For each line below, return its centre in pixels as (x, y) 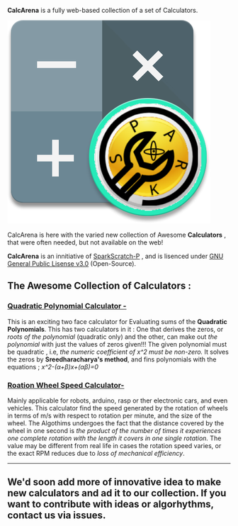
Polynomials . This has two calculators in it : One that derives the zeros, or (115, 329)
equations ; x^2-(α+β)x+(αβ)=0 (53, 366)
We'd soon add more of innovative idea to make (114, 482)
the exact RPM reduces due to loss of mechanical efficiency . (96, 453)
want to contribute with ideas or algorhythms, (110, 504)
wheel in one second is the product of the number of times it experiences (114, 430)
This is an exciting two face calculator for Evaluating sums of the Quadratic (118, 321)
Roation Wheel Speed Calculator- (66, 385)
